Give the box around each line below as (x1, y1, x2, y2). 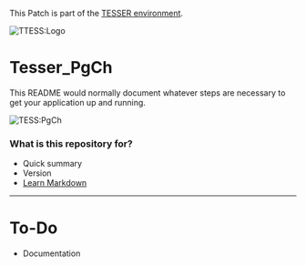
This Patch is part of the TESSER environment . (9, 8, 184, 18)
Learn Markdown (22, 178, 87, 189)
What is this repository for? (9, 137, 134, 149)
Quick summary (22, 159, 83, 169)
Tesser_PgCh (9, 57, 113, 78)
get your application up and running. (9, 97, 146, 107)
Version (22, 168, 52, 179)
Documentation (22, 248, 81, 259)
